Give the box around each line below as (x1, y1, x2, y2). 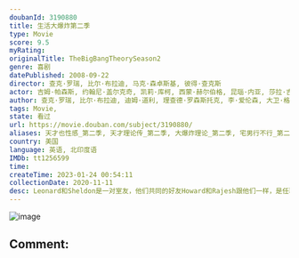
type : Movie (9, 29, 53, 38)
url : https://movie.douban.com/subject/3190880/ (9, 121, 193, 130)
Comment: (9, 237, 69, 252)
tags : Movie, (9, 104, 58, 113)
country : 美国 (9, 137, 60, 146)
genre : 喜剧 (9, 63, 51, 72)
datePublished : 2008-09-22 (9, 71, 109, 80)
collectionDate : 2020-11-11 (9, 179, 114, 188)
